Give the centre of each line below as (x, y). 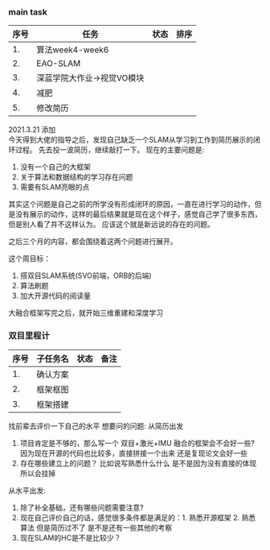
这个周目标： (29, 258)
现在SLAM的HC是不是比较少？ (70, 537)
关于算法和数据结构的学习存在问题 (76, 177)
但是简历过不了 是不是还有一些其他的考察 (104, 527)
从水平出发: (27, 490)
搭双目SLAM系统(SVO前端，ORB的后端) (86, 275)
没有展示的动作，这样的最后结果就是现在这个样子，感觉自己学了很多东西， (138, 214)
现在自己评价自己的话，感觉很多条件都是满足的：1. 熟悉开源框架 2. (129, 517)
